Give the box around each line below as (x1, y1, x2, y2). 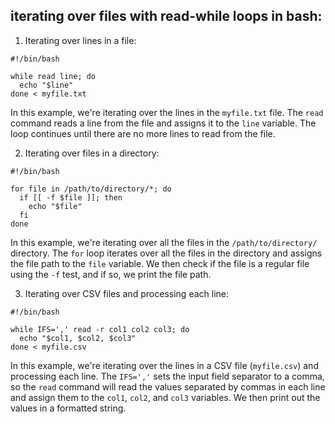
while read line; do (10, 71, 97, 81)
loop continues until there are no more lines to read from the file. (10, 127, 276, 139)
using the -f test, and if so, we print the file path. (10, 268, 212, 280)
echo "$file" (28, 201, 83, 211)
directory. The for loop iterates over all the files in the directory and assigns (10, 247, 323, 259)
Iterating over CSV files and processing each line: (24, 287, 230, 299)
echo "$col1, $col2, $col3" (19, 333, 137, 343)
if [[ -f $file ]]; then (19, 192, 123, 203)
